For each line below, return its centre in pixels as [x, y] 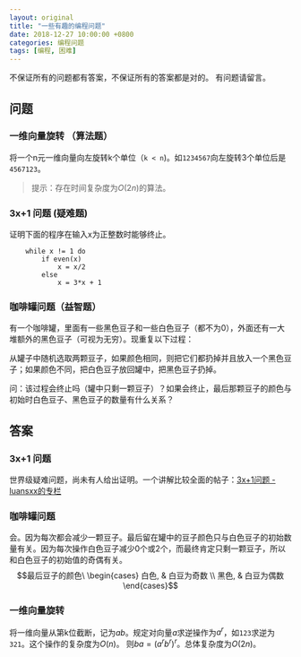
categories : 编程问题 [47, 43]
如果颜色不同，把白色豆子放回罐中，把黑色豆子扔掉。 [123, 369]
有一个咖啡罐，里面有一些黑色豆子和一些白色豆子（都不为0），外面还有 [139, 328]
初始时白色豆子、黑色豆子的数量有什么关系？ [92, 400]
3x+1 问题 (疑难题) [48, 213]
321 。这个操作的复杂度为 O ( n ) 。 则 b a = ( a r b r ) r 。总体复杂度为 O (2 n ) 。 [135, 643]
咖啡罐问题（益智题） [55, 307]
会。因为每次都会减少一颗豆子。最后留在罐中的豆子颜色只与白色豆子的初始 [146, 538]
